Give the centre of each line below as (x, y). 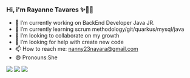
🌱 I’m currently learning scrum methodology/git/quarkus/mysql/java (100, 29)
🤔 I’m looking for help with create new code (70, 42)
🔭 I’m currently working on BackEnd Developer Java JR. (85, 23)
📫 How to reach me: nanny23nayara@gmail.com (76, 49)
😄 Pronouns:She (36, 57)
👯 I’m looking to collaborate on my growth (67, 36)
